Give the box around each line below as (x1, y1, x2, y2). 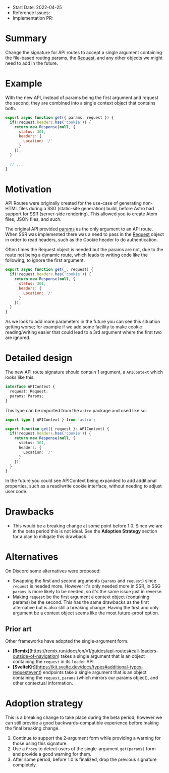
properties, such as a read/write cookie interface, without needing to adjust (5, 483, 162, 489)
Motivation (5, 183, 52, 195)
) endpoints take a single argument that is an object (40, 669, 147, 675)
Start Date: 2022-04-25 (12, 5, 62, 10)
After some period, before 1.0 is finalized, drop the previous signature (12, 756, 157, 762)
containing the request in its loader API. (12, 658, 95, 664)
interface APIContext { (5, 384, 55, 390)
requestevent (12, 669, 40, 675)
